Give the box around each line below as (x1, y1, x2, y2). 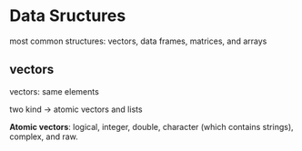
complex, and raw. (9, 131, 79, 142)
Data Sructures (9, 5, 126, 26)
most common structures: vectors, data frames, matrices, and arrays (9, 35, 267, 46)
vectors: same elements (9, 86, 100, 96)
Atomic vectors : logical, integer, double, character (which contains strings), (9, 121, 294, 132)
